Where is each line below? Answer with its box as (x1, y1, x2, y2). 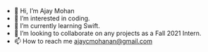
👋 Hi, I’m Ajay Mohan (13, 7, 75, 15)
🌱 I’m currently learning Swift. (13, 22, 100, 30)
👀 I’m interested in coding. (13, 14, 90, 22)
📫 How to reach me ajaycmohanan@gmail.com (13, 37, 153, 45)
